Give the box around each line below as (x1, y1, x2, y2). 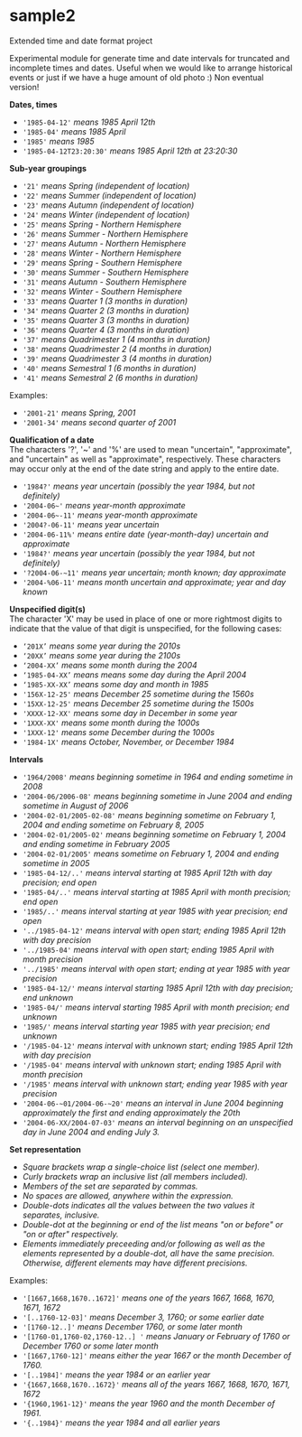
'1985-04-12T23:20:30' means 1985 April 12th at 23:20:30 (22, 145, 238, 156)
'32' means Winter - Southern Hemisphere (22, 285, 183, 296)
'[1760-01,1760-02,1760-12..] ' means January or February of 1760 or (22, 1330, 290, 1341)
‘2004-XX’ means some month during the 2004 (22, 659, 198, 670)
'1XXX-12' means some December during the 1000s (22, 726, 215, 737)
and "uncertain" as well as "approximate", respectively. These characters (9, 453, 281, 464)
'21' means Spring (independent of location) (22, 180, 190, 191)
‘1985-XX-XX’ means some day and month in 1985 (22, 678, 209, 689)
